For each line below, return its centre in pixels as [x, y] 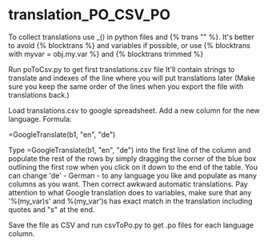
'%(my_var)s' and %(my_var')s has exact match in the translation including [130, 201]
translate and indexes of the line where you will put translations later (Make [132, 78]
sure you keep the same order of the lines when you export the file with [126, 86]
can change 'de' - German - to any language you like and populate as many [133, 175]
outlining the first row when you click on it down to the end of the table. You [133, 167]
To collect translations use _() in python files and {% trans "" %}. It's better [131, 37]
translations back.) [39, 94]
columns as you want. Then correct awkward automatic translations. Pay [128, 184]
